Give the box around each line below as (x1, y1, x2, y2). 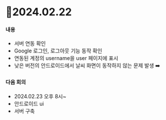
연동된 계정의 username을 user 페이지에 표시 (14, 55, 118, 62)
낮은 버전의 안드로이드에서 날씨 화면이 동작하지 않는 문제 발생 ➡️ (14, 62, 160, 69)
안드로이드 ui (14, 100, 44, 107)
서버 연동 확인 (14, 40, 46, 47)
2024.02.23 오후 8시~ (14, 92, 67, 99)
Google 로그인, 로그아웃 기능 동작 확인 (14, 47, 102, 55)
